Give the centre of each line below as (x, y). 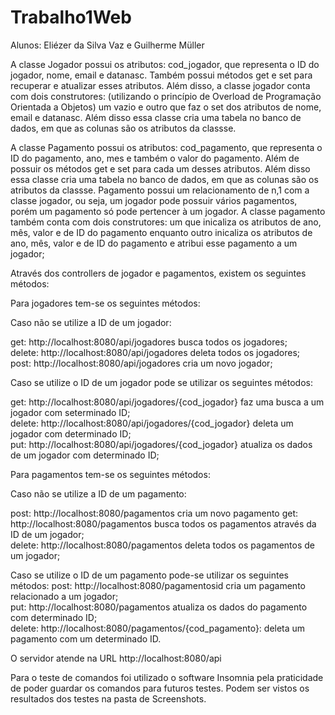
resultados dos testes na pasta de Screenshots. (108, 698)
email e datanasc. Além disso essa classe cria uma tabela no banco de (156, 117)
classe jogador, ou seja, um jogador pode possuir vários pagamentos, (154, 200)
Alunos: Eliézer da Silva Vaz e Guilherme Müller (107, 45)
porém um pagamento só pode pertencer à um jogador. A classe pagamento (168, 211)
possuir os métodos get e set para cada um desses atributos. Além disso (160, 168)
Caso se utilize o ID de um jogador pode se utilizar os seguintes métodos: (161, 382)
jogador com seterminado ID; (70, 412)
